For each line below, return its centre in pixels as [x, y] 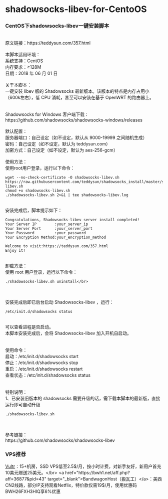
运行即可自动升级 [23, 405]
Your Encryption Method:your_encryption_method [56, 237]
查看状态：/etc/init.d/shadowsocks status [48, 375]
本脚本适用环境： [23, 55]
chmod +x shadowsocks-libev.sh [38, 191]
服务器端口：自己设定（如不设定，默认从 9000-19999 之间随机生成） [76, 138]
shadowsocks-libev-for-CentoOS [76, 9]
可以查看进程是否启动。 [29, 327]
